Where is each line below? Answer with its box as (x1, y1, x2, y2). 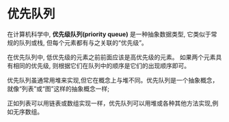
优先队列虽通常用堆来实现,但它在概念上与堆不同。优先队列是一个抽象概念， (7, 76, 219, 84)
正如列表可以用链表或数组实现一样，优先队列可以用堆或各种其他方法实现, (7, 99, 213, 107)
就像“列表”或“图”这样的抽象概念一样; (7, 85, 109, 93)
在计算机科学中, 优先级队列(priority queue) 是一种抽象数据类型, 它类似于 (7, 30, 212, 38)
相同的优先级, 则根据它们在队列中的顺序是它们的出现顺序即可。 (12, 61, 190, 70)
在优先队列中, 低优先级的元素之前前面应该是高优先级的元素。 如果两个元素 (7, 52, 216, 61)
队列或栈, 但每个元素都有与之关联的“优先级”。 (18, 38, 148, 46)
